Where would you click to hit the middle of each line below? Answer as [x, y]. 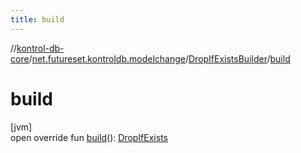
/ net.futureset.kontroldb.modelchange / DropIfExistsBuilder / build [159, 58]
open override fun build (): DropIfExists [89, 137]
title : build [37, 19]
